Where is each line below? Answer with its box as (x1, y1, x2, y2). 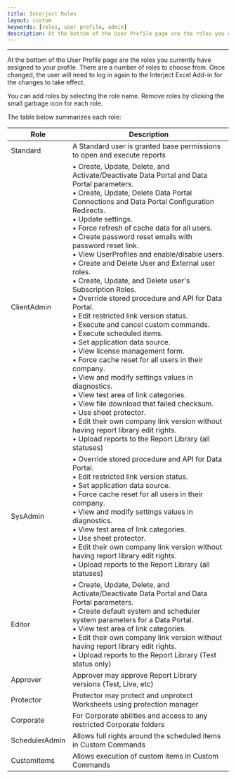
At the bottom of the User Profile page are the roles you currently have (7, 56, 212, 64)
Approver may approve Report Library (72, 671, 197, 681)
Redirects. (72, 205, 106, 215)
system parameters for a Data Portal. (72, 615, 194, 625)
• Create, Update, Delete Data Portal (72, 188, 192, 198)
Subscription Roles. (72, 285, 137, 295)
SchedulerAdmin (11, 735, 66, 745)
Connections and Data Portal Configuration (72, 197, 214, 207)
